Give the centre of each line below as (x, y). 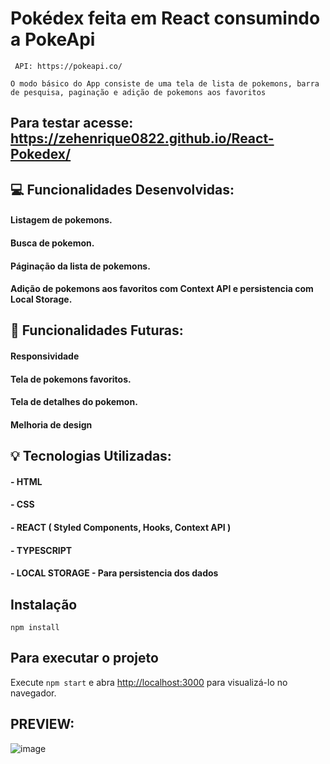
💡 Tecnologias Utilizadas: (91, 456)
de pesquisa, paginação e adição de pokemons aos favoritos (138, 92)
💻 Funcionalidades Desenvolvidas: (122, 189)
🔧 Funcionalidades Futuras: (97, 330)
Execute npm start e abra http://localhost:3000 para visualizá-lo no (149, 682)
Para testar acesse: (72, 123)
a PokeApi (53, 39)
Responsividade (45, 356)
